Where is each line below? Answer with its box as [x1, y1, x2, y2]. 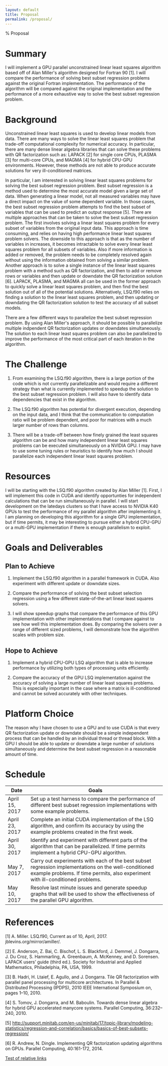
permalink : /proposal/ [5, 17, 52, 22]
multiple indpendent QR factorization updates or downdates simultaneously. [5, 325, 161, 331]
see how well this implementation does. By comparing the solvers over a [12, 621, 162, 627]
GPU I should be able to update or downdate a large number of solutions [5, 740, 154, 746]
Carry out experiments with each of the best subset [30, 857, 151, 864]
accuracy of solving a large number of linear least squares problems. [12, 680, 154, 686]
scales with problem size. [12, 632, 65, 638]
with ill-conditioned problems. [30, 876, 101, 883]
